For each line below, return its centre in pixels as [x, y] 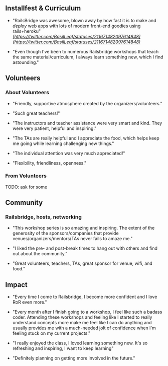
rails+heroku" [27, 31]
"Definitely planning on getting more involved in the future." [74, 358]
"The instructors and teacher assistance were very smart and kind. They [87, 123]
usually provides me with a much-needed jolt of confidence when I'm [84, 328]
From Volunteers [26, 176]
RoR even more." [30, 302]
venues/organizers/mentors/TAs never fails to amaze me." [72, 239]
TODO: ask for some [26, 187]
